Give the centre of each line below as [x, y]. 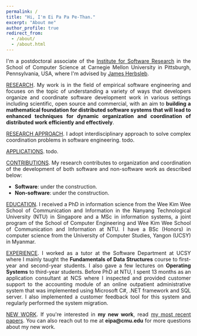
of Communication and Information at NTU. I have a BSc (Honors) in [98, 229]
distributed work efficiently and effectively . [60, 122]
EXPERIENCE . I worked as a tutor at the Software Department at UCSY [98, 253]
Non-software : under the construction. [62, 193]
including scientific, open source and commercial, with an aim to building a [98, 103]
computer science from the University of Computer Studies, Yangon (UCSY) [98, 235]
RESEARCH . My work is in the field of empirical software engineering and [98, 85]
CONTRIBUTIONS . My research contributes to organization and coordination [98, 163]
